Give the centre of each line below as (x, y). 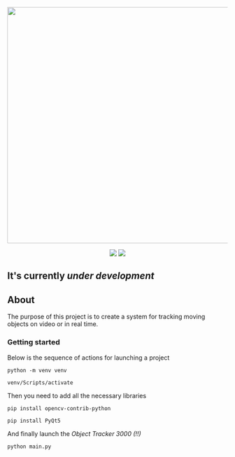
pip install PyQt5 (34, 421)
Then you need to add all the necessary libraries (77, 395)
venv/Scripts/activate (40, 382)
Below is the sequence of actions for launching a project (88, 358)
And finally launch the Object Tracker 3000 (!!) (74, 433)
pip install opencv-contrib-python (59, 408)
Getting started (34, 342)
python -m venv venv (37, 370)
